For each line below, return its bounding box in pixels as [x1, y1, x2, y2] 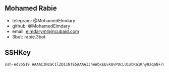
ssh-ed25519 [5, 62, 30, 67]
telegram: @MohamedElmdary [12, 17, 76, 23]
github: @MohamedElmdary [12, 23, 71, 29]
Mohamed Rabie [5, 4, 57, 13]
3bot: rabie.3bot [12, 33, 46, 40]
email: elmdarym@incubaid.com [12, 28, 79, 34]
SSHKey [5, 48, 31, 57]
